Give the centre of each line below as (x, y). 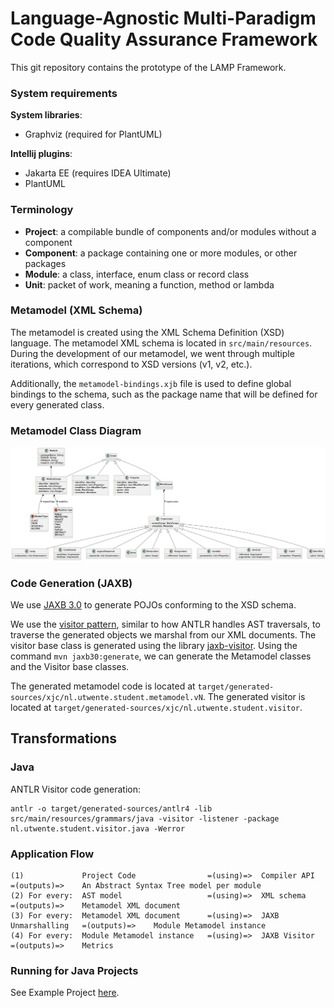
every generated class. (57, 404)
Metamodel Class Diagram (76, 430)
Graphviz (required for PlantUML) (93, 134)
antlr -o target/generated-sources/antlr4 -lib (111, 808)
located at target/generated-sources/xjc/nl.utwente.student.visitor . (156, 708)
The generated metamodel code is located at (103, 686)
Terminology (42, 210)
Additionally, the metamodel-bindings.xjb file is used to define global (151, 383)
